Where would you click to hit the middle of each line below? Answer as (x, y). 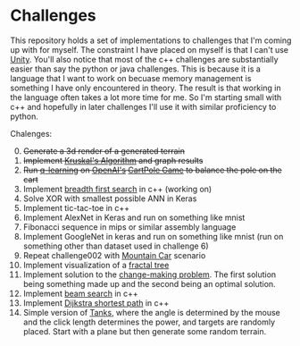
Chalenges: (31, 133)
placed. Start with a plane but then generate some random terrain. (145, 331)
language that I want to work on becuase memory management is (131, 78)
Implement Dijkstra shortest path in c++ (96, 303)
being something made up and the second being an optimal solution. (149, 283)
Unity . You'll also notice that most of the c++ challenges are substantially (145, 59)
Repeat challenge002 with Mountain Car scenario (114, 255)
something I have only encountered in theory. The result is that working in (146, 88)
